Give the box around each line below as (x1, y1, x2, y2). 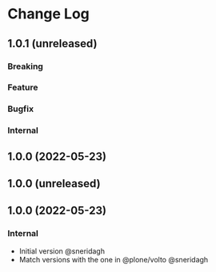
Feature (7, 82, 38, 93)
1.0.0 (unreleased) (7, 177, 101, 190)
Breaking (7, 61, 43, 72)
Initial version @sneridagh (18, 246, 106, 256)
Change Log (7, 5, 90, 23)
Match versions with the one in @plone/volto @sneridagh (18, 254, 209, 264)
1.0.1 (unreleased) (7, 37, 98, 50)
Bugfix (7, 103, 34, 114)
